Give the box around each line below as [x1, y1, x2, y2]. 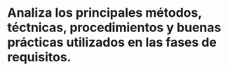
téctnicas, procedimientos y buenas [7, 19, 222, 35]
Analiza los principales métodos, [7, 5, 202, 21]
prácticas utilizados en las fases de [7, 35, 217, 50]
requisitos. [7, 49, 72, 65]
